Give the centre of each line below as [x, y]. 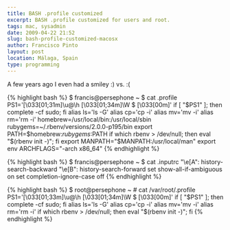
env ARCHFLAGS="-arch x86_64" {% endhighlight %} [83, 148]
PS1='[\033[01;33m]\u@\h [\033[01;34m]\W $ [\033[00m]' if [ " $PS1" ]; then [115, 197]
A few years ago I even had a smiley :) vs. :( [69, 84]
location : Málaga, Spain [43, 58]
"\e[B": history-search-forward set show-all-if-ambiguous [141, 169]
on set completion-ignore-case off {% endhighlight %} [84, 176]
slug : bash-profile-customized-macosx [62, 39]
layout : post [26, 52]
